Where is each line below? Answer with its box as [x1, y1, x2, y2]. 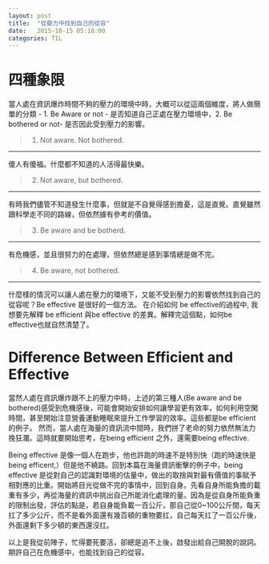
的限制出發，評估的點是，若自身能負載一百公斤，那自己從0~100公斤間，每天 [8, 501, 261, 510]
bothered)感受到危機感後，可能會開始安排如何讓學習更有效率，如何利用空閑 [8, 403, 259, 413]
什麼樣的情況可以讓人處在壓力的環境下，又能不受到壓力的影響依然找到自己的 [8, 290, 261, 299]
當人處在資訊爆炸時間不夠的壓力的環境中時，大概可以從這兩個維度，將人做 [8, 99, 254, 109]
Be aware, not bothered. [39, 266, 120, 275]
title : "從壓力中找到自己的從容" [8, 19, 110, 27]
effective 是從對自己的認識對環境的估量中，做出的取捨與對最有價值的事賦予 [8, 470, 257, 480]
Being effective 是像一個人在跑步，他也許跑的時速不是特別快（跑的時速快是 [8, 450, 256, 460]
